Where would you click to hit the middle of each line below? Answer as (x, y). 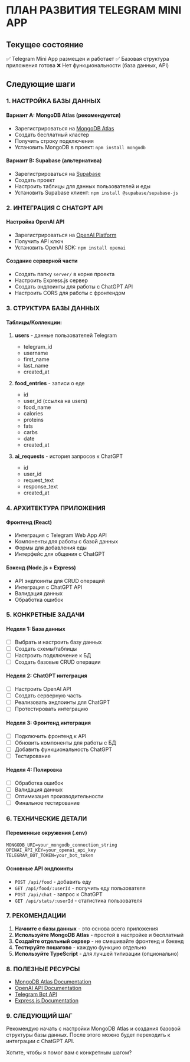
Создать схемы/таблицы (46, 648)
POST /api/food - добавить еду (53, 881)
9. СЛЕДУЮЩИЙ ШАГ (39, 1016)
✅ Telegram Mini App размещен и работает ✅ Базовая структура (88, 59)
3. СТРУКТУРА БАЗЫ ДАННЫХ (53, 308)
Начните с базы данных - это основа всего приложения (86, 928)
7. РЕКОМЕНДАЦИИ (36, 916)
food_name (37, 407)
